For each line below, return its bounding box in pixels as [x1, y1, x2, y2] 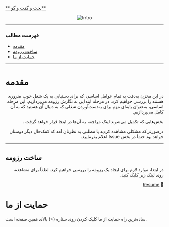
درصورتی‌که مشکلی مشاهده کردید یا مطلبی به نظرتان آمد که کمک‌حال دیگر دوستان [9, 128, 164, 134]
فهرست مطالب [5, 32, 39, 39]
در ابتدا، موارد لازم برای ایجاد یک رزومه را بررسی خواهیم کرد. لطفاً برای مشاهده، [13, 167, 164, 173]
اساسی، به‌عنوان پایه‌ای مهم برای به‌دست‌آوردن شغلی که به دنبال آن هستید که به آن [10, 104, 164, 110]
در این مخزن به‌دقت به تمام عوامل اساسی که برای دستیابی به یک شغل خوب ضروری [7, 93, 164, 99]
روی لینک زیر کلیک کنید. [120, 172, 164, 178]
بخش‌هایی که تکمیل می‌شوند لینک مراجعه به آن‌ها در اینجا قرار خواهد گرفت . [22, 119, 164, 125]
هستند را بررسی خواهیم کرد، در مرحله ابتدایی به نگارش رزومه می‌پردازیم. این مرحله [7, 98, 164, 104]
